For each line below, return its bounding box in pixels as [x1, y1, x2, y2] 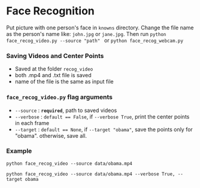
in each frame [14, 119, 50, 126]
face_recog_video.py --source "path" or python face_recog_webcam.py [6, 37, 184, 44]
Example [6, 147, 32, 155]
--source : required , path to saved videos [14, 107, 117, 114]
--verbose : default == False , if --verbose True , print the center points [14, 113, 190, 120]
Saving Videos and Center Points [6, 51, 104, 60]
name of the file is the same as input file [14, 78, 114, 85]
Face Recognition [6, 4, 95, 18]
